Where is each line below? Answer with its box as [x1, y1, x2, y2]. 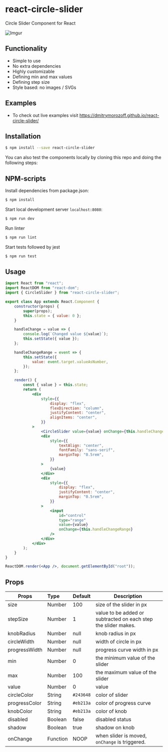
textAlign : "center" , [58, 443, 104, 448]
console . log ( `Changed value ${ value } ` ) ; [23, 332, 108, 337]
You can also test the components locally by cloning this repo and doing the [5, 155, 161, 161]
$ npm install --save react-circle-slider [5, 145, 95, 151]
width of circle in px [95, 638, 142, 645]
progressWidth [7, 646, 42, 653]
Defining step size [12, 79, 50, 85]
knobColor [7, 708, 32, 715]
